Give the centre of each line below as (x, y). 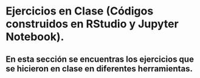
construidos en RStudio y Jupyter (92, 24)
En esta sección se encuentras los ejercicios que (100, 59)
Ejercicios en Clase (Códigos (80, 11)
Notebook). (35, 37)
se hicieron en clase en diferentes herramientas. (99, 69)
